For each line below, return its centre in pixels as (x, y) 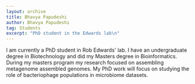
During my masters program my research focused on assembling (85, 63)
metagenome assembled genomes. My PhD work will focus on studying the (98, 69)
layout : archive (26, 11)
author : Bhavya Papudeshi (38, 22)
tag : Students (24, 28)
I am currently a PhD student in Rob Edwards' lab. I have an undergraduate (97, 50)
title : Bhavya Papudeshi (37, 17)
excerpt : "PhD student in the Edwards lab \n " (63, 33)
